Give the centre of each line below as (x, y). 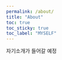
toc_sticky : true (27, 28)
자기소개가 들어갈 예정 (32, 51)
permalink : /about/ (30, 11)
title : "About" (25, 17)
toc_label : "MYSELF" (32, 34)
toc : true (18, 22)
